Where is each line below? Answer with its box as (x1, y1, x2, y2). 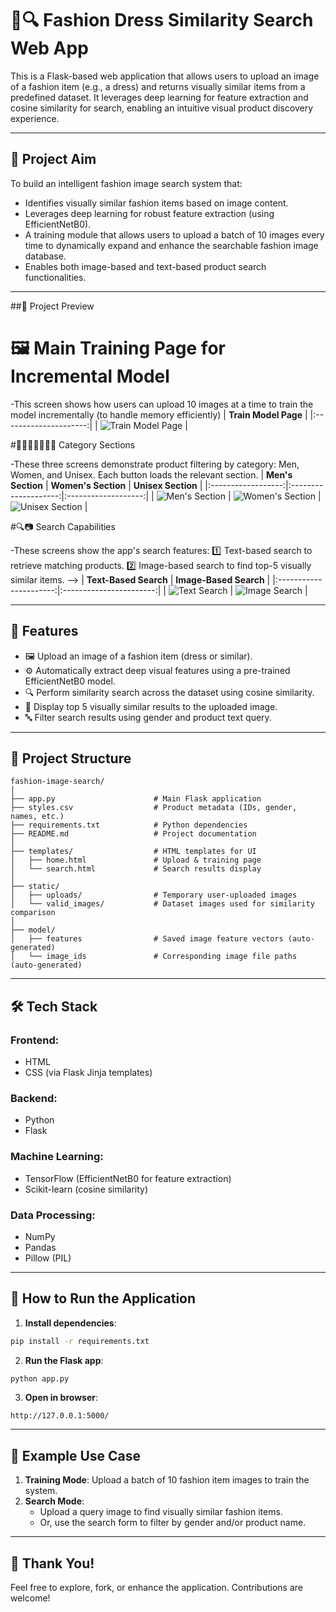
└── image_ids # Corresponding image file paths (28, 952, 298, 962)
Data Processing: (10, 1208, 96, 1222)
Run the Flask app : (24, 1354, 104, 1366)
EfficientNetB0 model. (24, 675, 116, 687)
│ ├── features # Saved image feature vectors (10, 934, 284, 944)
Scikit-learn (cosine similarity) (24, 1183, 149, 1195)
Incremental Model (10, 365, 170, 387)
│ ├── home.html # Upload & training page (10, 855, 262, 866)
